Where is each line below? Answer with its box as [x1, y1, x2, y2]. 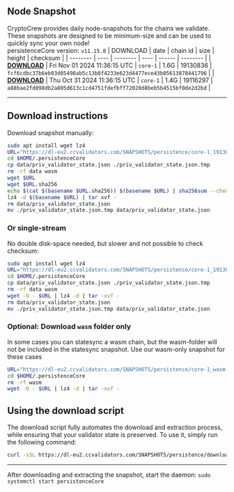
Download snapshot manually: [7, 128, 94, 137]
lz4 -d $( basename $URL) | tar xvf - [7, 194, 117, 201]
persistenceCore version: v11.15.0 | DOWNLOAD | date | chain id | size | [7, 46, 214, 54]
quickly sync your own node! [7, 38, 91, 47]
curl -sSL [7, 452, 36, 459]
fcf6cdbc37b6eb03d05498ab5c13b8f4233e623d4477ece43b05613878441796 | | [7, 68, 214, 77]
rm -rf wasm [7, 379, 42, 386]
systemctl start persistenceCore [7, 478, 104, 485]
